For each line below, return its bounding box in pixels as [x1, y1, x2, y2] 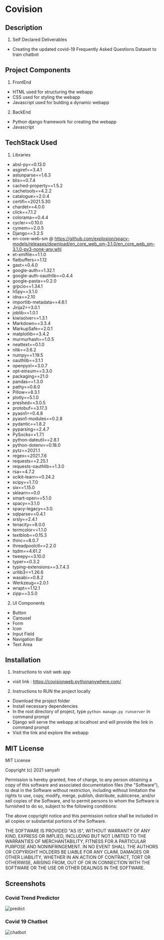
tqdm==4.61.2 [12, 548, 41, 554]
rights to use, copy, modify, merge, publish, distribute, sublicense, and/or [5, 792, 156, 798]
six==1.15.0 [12, 484, 35, 490]
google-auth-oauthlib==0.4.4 [12, 273, 73, 279]
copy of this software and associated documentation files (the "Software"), [5, 782, 160, 788]
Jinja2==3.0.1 [12, 304, 40, 310]
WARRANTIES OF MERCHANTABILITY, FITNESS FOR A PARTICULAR [5, 838, 146, 844]
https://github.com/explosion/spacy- [54, 235, 130, 241]
